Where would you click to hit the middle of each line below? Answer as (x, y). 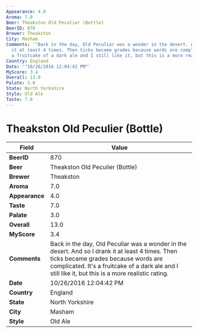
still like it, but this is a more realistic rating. (109, 273)
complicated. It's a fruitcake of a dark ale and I (114, 266)
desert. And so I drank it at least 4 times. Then (114, 251)
